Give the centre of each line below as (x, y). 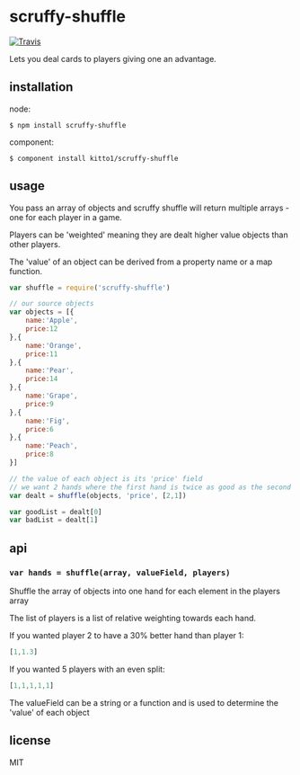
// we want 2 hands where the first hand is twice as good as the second (150, 487)
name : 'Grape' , (52, 396)
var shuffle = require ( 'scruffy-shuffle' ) (90, 288)
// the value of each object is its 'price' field (106, 478)
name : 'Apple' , (52, 321)
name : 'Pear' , (50, 370)
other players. (35, 244)
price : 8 (40, 454)
